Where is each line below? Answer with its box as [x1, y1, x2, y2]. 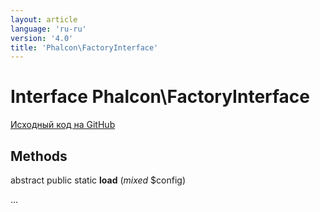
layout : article [10, 14, 78, 25]
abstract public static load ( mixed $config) [10, 174, 187, 186]
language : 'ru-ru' [10, 24, 87, 34]
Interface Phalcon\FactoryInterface [10, 86, 311, 108]
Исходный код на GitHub [10, 119, 116, 131]
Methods [10, 147, 68, 165]
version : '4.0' [10, 33, 74, 43]
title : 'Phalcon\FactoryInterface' [10, 42, 159, 53]
